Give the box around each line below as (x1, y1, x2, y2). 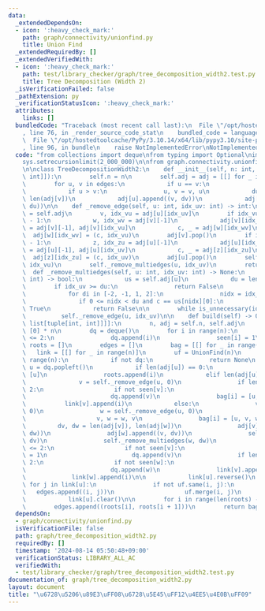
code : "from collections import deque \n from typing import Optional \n (15, 151, 252, 158)
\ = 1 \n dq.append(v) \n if (22, 451, 245, 460)
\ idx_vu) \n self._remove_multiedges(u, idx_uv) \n (22, 261, 217, 269)
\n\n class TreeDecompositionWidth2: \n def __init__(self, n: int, (22, 166, 256, 173)
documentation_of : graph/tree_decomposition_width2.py (8, 576, 192, 584)
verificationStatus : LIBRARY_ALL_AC (15, 553, 136, 562)
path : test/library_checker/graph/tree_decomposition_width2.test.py (22, 70, 256, 78)
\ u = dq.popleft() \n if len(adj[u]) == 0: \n (22, 363, 214, 371)
